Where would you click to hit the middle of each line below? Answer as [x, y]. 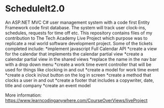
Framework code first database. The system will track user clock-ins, [76, 27]
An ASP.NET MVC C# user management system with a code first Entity [78, 22]
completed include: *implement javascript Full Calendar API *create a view [81, 49]
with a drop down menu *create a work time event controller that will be [78, 64]
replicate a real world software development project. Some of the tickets [79, 43]
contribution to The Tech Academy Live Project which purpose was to [76, 38]
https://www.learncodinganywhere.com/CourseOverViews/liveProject [76, 100]
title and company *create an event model [48, 85]
